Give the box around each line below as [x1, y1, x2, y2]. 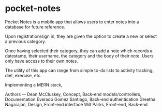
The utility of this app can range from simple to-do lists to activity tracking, [5, 67, 154, 73]
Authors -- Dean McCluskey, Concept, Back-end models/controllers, [5, 91, 142, 97]
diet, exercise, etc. [5, 72, 42, 78]
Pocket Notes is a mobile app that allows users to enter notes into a [5, 19, 139, 25]
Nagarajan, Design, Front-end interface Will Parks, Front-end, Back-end [5, 101, 148, 107]
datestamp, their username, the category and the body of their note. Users [5, 53, 154, 58]
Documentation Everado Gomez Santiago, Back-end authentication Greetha [5, 96, 156, 102]
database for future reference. [5, 24, 65, 29]
